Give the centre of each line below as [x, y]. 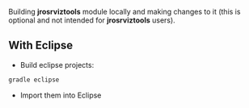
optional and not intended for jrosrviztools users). [92, 20]
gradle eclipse [34, 80]
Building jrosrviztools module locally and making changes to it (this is [124, 12]
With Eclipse [41, 46]
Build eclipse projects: [57, 64]
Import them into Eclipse [61, 95]
